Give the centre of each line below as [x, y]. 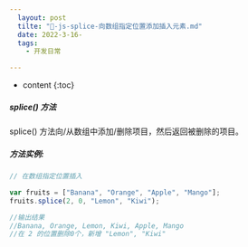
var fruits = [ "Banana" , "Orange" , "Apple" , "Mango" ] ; [115, 192]
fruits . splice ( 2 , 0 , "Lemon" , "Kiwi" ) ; [85, 201]
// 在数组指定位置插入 [46, 176]
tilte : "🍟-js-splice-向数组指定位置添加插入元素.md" [110, 26]
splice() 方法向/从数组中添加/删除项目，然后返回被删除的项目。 [127, 131]
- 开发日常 [43, 52]
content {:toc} [48, 85]
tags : [28, 43]
